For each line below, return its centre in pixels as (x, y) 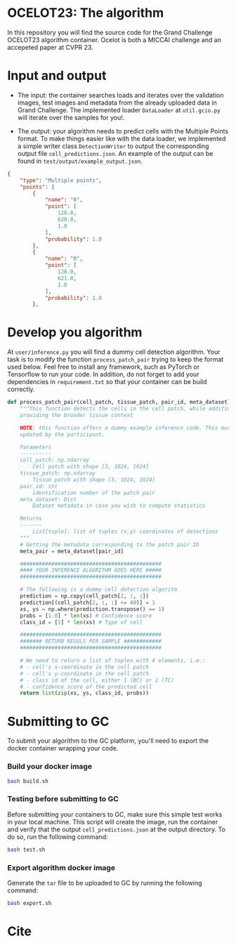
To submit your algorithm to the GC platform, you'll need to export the (108, 741)
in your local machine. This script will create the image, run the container (113, 822)
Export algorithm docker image (61, 867)
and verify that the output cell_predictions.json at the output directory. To (117, 829)
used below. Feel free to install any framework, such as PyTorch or (104, 367)
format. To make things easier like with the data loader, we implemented (122, 138)
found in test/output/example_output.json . (80, 161)
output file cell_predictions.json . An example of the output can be (115, 153)
